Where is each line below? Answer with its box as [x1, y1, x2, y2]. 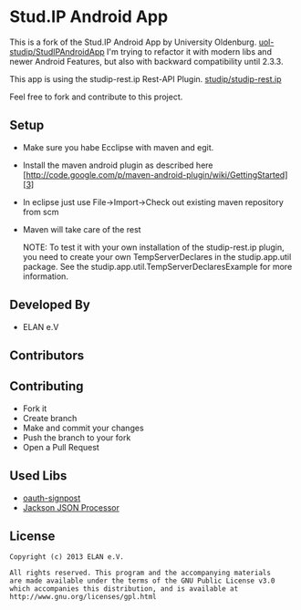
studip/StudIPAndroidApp [9, 46, 105, 57]
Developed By [9, 297, 91, 313]
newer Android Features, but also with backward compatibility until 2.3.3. [9, 56, 284, 67]
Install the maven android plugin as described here [22, 160, 213, 171]
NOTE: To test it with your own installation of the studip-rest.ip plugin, [22, 242, 285, 253]
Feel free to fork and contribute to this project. [9, 91, 183, 102]
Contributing [9, 378, 84, 394]
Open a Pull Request [22, 441, 100, 452]
